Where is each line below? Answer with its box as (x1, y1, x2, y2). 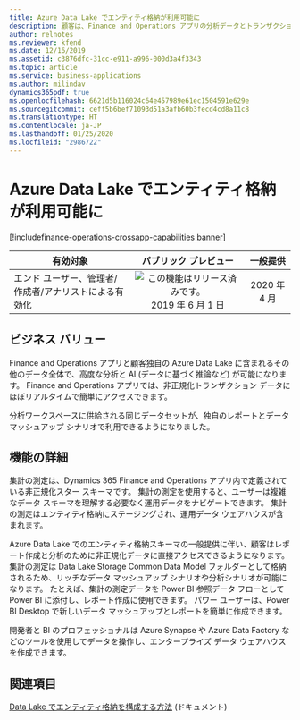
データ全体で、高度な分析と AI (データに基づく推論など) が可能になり (24, 368, 279, 379)
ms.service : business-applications (9, 72, 142, 80)
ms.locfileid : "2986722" (9, 138, 102, 147)
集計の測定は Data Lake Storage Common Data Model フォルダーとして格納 (9, 561, 287, 572)
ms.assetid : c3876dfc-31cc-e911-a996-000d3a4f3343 (9, 55, 202, 64)
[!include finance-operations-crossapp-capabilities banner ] (9, 232, 226, 242)
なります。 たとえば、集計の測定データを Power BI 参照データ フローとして (9, 583, 285, 595)
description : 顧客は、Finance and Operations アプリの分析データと (9, 21, 247, 30)
